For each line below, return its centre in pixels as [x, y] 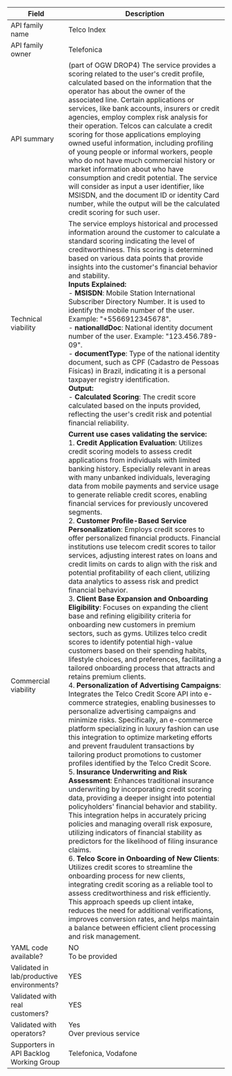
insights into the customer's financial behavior [143, 267]
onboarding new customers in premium [132, 625]
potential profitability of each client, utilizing [139, 573]
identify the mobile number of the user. [131, 310]
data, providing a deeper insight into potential [142, 798]
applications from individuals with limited [134, 460]
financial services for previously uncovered [138, 503]
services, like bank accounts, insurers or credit [144, 108]
